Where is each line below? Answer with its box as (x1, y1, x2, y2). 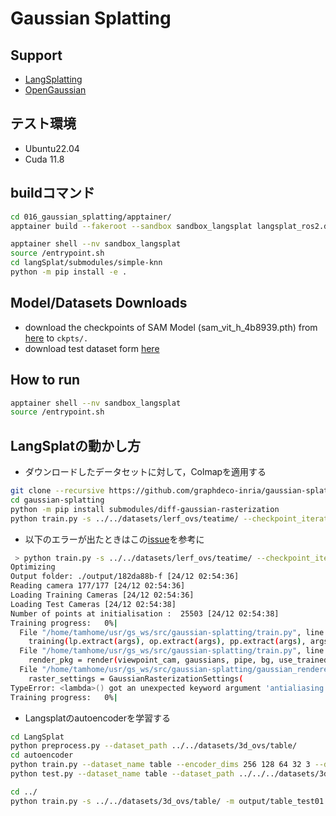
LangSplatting (24, 73, 83, 85)
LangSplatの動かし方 (10, 437, 141, 454)
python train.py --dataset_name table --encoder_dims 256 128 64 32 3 (10, 760, 311, 770)
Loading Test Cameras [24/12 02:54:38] (10, 599, 177, 609)
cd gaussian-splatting (10, 495, 105, 505)
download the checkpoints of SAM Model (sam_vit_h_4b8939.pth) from (24, 321, 318, 333)
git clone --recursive (10, 486, 105, 496)
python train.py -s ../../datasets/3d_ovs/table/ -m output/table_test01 (10, 796, 325, 806)
